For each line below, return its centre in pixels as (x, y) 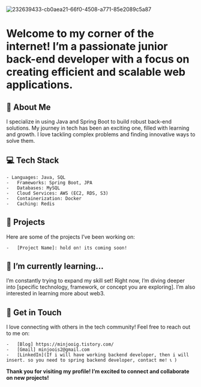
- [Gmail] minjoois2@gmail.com (48, 350)
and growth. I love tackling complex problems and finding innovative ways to (101, 134)
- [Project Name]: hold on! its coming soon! (67, 248)
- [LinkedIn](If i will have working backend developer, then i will (97, 355)
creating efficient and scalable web (96, 72)
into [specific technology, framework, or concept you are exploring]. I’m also (101, 287)
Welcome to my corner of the (80, 34)
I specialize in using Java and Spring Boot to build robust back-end (89, 121)
